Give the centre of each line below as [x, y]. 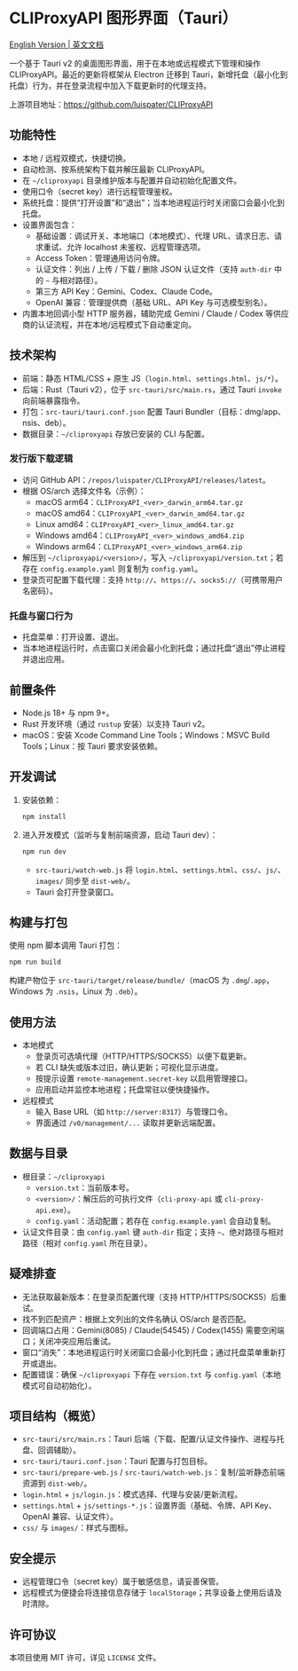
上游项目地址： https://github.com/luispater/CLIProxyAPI [111, 104]
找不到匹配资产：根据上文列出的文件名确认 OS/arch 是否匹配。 [136, 1319]
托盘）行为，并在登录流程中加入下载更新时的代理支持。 [110, 85]
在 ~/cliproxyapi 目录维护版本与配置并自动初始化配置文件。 [132, 180]
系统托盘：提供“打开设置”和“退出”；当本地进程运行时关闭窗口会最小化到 [153, 202]
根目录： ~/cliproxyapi [63, 1176]
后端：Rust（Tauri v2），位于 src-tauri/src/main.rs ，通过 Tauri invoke [152, 389]
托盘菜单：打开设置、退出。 [73, 637]
